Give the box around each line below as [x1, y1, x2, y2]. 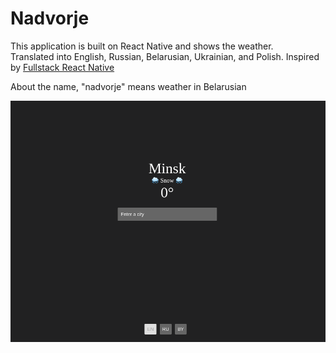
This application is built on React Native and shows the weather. [10, 40, 274, 52]
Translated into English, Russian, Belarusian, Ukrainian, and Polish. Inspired [10, 50, 320, 62]
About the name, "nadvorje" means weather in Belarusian [10, 80, 247, 92]
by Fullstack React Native [10, 61, 115, 73]
